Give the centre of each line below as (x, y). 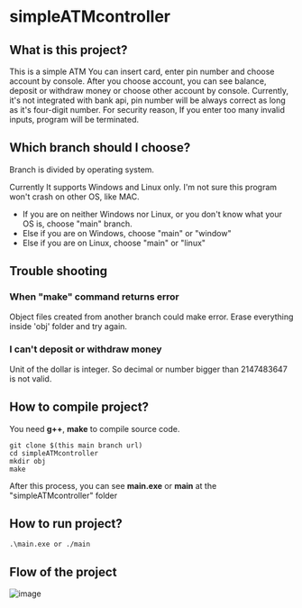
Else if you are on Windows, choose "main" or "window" (127, 233)
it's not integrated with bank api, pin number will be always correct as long (147, 100)
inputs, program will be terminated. (74, 120)
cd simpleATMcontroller (54, 453)
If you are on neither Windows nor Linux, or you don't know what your (152, 214)
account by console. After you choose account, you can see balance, (138, 81)
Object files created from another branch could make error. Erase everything (151, 317)
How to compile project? (79, 407)
